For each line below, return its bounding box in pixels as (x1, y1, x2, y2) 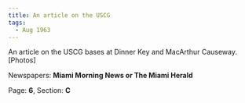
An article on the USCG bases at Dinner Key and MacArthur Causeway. (8, 48, 238, 57)
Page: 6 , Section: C (8, 86, 71, 95)
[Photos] (8, 55, 37, 65)
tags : (8, 19, 26, 27)
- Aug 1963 (15, 26, 51, 34)
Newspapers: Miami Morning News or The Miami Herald (8, 71, 194, 80)
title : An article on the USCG (8, 11, 111, 20)
